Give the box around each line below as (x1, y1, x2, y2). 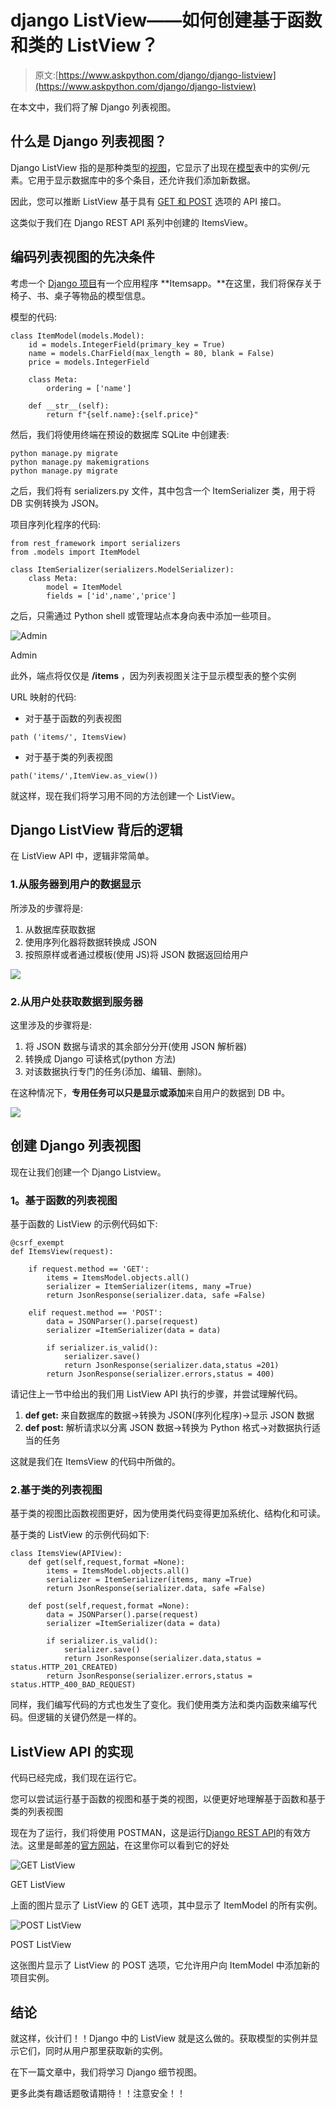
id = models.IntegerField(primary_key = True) (28, 339, 226, 350)
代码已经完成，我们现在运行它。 (10, 1772, 142, 1784)
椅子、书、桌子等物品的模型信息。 (10, 289, 151, 301)
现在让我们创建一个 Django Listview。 (10, 1166, 167, 1178)
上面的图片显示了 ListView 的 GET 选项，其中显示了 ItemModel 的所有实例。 (10, 1899, 323, 1911)
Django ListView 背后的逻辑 (10, 821, 183, 838)
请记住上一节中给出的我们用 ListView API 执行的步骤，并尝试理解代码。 (10, 1388, 303, 1400)
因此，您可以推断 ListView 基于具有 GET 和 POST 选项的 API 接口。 (10, 195, 287, 207)
